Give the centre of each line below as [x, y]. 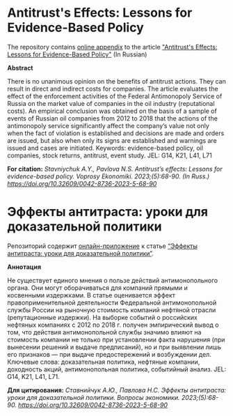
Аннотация [24, 267]
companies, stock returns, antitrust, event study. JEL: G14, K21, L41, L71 [110, 155]
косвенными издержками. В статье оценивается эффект [91, 295]
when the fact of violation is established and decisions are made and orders [116, 133]
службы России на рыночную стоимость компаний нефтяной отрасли [112, 310]
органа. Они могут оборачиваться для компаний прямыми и [97, 288]
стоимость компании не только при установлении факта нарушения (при [116, 339]
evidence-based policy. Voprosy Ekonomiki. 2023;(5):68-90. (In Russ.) [109, 176]
